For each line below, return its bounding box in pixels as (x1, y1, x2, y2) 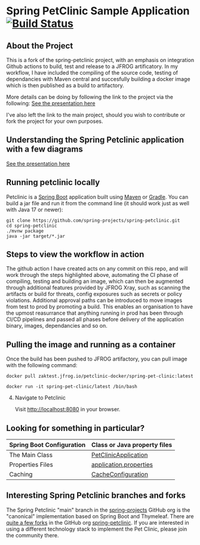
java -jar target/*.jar (6, 233, 66, 239)
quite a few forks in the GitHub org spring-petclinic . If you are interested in (6, 519, 189, 526)
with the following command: (6, 362, 78, 369)
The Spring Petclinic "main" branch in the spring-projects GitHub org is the (6, 506, 190, 513)
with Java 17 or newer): (6, 206, 64, 213)
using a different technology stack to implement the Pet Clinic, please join (6, 525, 187, 532)
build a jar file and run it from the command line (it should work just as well (6, 199, 190, 207)
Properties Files (9, 461, 54, 469)
